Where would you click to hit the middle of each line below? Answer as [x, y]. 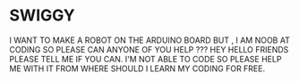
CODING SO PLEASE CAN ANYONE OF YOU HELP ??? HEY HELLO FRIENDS [149, 49]
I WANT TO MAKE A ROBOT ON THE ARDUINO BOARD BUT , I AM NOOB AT [150, 40]
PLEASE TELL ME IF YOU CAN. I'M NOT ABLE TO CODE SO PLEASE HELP [145, 59]
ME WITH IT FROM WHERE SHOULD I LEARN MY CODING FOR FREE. [137, 69]
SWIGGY [42, 16]
